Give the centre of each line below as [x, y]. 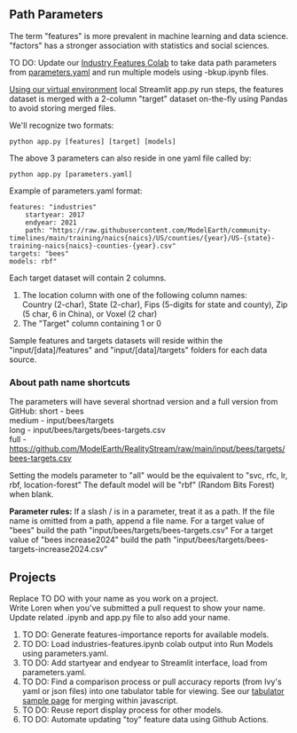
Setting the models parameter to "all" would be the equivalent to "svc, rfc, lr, [148, 476]
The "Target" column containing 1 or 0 [92, 323]
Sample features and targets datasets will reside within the [116, 340]
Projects [33, 577]
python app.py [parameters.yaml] [71, 174]
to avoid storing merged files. [63, 108]
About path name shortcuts [70, 382]
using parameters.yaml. [65, 653]
